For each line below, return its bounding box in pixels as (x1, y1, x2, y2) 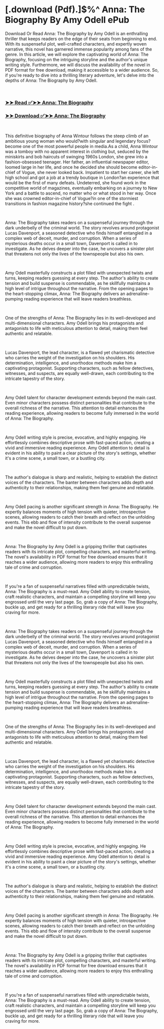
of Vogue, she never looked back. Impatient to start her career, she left (16, 170, 159, 176)
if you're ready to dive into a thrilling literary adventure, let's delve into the (5, 72, 154, 78)
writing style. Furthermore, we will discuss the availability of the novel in (5, 62, 150, 68)
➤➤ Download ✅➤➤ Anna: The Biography (5, 112, 106, 119)
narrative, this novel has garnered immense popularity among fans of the (5, 46, 152, 52)
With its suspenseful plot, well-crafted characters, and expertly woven (5, 41, 147, 47)
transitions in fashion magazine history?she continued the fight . (5, 201, 135, 207)
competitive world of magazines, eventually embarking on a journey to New (5, 185, 158, 191)
